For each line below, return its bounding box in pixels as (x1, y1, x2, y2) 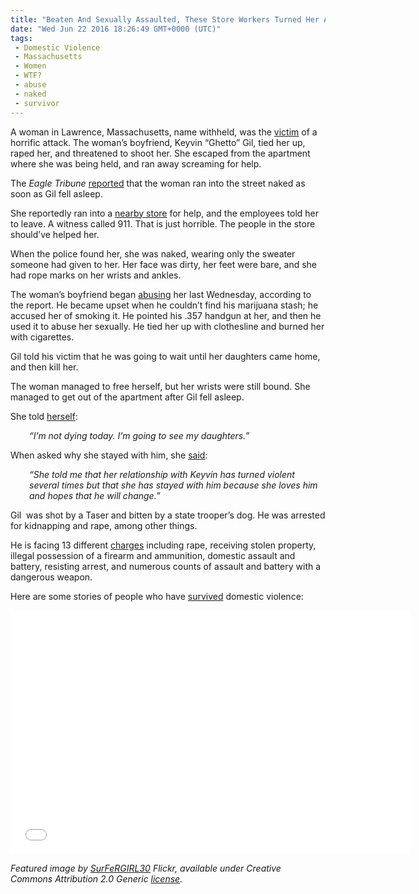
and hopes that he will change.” (29, 489, 161, 501)
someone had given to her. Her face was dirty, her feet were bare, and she (10, 258, 317, 270)
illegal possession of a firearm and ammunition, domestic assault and (10, 549, 296, 561)
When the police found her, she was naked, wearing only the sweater (10, 247, 296, 260)
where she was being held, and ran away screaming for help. (10, 157, 262, 170)
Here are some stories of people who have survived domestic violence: (10, 590, 304, 602)
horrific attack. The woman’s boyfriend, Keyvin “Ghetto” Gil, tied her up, (10, 136, 306, 148)
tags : (10, 33, 33, 43)
